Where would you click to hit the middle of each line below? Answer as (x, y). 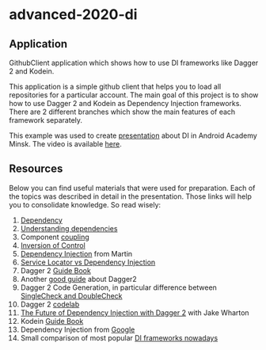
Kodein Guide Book (52, 321)
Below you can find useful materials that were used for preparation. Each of (132, 188)
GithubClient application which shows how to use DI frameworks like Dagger (134, 63)
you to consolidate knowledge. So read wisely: (85, 204)
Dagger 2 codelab (50, 304)
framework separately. (46, 120)
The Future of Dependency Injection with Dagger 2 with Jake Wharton (135, 312)
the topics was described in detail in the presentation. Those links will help (130, 196)
